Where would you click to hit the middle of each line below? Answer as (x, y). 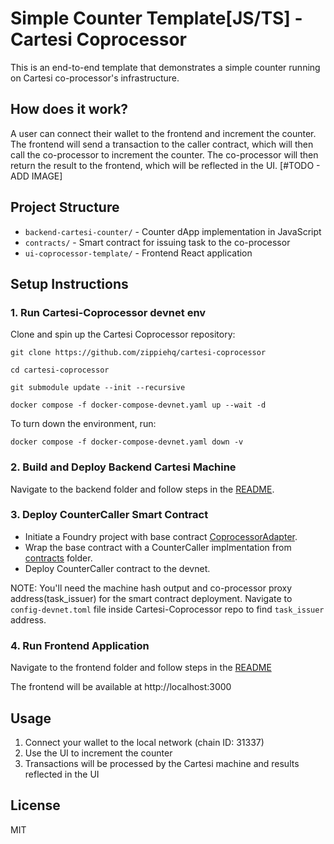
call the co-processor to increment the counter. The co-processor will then (164, 154)
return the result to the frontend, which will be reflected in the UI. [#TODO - (165, 165)
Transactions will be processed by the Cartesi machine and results (162, 763)
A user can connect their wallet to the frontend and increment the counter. (163, 133)
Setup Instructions (69, 283)
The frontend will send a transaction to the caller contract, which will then (162, 144)
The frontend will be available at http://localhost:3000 (121, 687)
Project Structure (65, 207)
